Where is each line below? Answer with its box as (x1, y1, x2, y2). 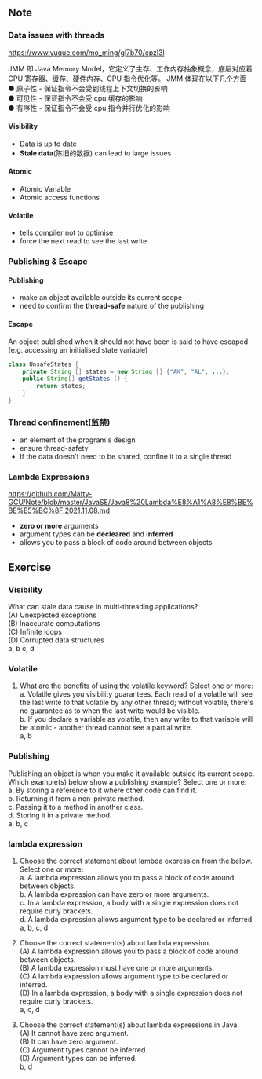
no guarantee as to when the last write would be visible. (19, 706, 200, 715)
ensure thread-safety (19, 444, 89, 453)
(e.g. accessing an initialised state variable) (8, 345, 148, 354)
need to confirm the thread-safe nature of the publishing (19, 302, 205, 311)
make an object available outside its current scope (19, 293, 183, 302)
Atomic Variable (19, 185, 71, 194)
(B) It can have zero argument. (19, 1037, 118, 1047)
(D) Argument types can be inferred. (19, 1054, 137, 1063)
